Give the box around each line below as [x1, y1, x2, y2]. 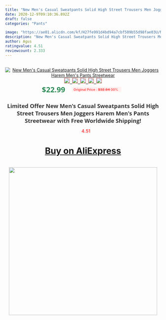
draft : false [5, 16, 32, 21]
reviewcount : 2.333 [5, 48, 45, 53]
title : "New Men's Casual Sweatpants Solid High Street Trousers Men [5, 7, 152, 12]
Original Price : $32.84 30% [73, 87, 119, 92]
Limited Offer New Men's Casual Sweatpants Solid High [7, 102, 159, 110]
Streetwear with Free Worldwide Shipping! [24, 116, 142, 125]
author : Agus [5, 39, 32, 44]
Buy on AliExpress [44, 145, 122, 157]
